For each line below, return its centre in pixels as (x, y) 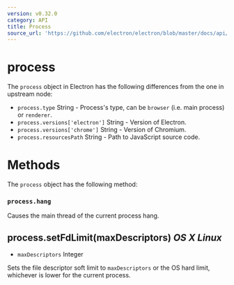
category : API (28, 20)
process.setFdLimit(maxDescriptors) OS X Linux (115, 237)
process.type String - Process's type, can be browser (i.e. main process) (121, 108)
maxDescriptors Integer (50, 254)
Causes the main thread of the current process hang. (83, 215)
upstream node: (30, 94)
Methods (34, 165)
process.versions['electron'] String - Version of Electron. (102, 122)
